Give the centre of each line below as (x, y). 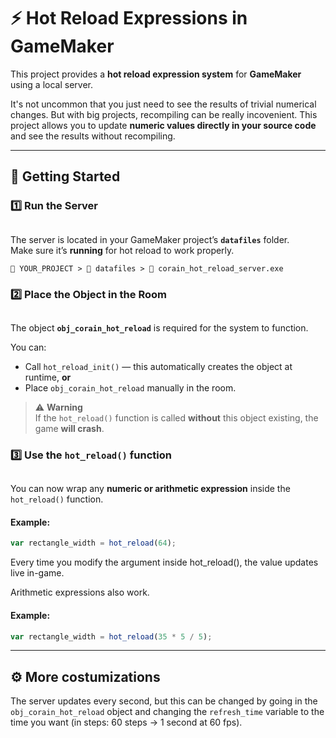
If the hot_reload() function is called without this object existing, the (176, 417)
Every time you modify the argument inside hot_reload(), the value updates (164, 562)
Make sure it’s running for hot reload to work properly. (122, 250)
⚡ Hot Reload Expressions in (129, 18)
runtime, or (48, 377)
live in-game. (37, 573)
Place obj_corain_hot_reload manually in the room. (130, 387)
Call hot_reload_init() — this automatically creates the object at (158, 366)
